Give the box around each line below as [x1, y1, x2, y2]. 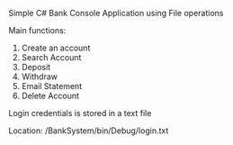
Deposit [21, 62, 51, 72]
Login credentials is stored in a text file [8, 108, 152, 118]
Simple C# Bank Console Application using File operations [8, 8, 224, 18]
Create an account [21, 42, 91, 53]
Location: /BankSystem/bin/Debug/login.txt [8, 125, 169, 136]
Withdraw [21, 71, 58, 82]
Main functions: [8, 25, 67, 35]
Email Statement [21, 81, 83, 91]
